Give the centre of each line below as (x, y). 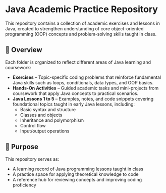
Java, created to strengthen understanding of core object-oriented (74, 28)
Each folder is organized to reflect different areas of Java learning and (78, 62)
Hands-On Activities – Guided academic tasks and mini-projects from (86, 88)
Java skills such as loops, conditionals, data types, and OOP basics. (83, 82)
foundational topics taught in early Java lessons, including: (74, 104)
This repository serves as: (32, 159)
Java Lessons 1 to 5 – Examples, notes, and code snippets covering (83, 99)
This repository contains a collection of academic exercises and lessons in (82, 23)
